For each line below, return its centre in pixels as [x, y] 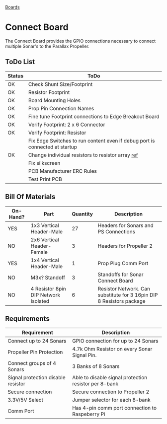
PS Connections [117, 231]
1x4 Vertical [45, 260]
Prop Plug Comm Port [123, 263]
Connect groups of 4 [32, 363]
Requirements [27, 318]
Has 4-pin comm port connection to [114, 408]
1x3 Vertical [45, 225]
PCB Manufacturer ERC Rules [62, 171]
